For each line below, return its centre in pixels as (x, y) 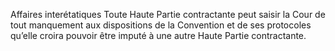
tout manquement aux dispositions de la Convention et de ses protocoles (161, 25)
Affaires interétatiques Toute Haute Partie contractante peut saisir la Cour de (168, 14)
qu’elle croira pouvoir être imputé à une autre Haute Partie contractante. (158, 35)
